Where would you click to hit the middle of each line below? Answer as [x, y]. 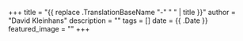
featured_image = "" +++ [49, 29]
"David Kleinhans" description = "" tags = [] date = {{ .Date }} [108, 20]
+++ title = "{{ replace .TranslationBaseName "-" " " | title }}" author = [122, 12]
